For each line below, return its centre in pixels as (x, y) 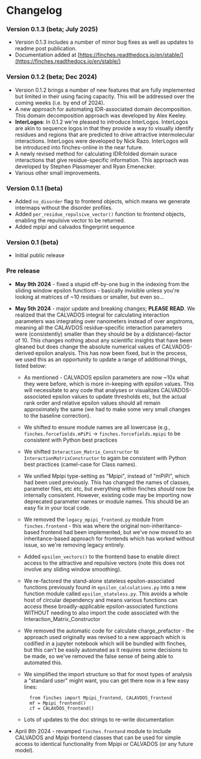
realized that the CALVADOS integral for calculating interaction (92, 315)
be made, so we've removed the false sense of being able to (98, 656)
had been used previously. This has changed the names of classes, (107, 482)
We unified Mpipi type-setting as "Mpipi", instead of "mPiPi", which (107, 476)
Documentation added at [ (47, 55)
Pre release (23, 271)
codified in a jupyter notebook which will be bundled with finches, (105, 643)
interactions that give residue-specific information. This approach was (102, 160)
